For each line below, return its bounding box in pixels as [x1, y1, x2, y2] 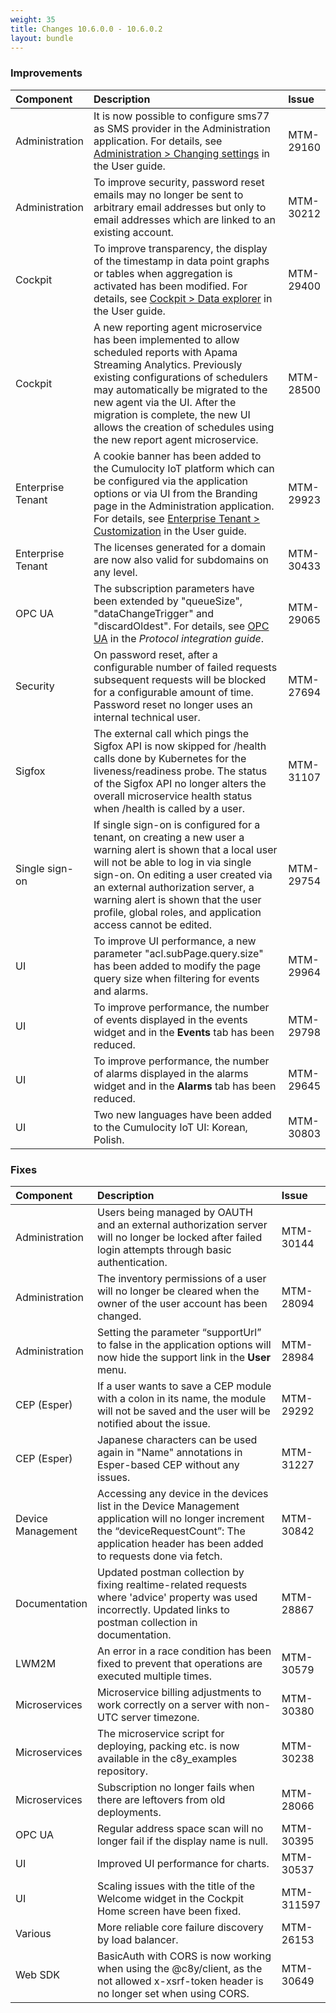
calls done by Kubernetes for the [93, 751, 247, 765]
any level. [93, 565, 138, 579]
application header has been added [97, 1536, 264, 1550]
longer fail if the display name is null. [97, 1834, 268, 1848]
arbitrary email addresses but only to [93, 200, 267, 214]
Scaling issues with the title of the [97, 1879, 256, 1893]
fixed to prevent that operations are [97, 1656, 263, 1670]
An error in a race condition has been [97, 1644, 272, 1658]
